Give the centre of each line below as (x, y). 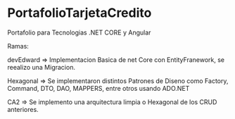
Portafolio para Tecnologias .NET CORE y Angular (79, 32)
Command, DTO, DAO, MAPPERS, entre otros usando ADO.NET (99, 88)
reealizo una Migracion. (42, 67)
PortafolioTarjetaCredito (80, 13)
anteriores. (23, 109)
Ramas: (18, 46)
